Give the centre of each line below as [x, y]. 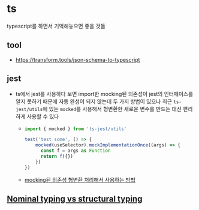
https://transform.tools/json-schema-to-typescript [78, 59]
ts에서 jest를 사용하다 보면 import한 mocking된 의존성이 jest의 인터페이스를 [104, 94]
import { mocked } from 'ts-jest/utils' [76, 129]
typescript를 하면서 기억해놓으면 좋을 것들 [56, 26]
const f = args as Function [76, 151]
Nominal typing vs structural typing [75, 199]
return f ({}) [57, 157]
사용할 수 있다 [43, 116]
